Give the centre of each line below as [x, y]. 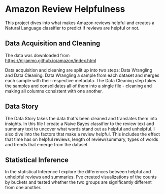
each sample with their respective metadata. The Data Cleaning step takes [81, 80]
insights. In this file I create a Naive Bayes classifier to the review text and [80, 124]
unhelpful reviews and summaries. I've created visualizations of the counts [81, 177]
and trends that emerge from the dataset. [47, 144]
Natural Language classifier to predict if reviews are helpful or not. [72, 28]
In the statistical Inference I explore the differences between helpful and [78, 172]
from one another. [23, 188]
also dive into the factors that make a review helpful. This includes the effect [82, 134]
